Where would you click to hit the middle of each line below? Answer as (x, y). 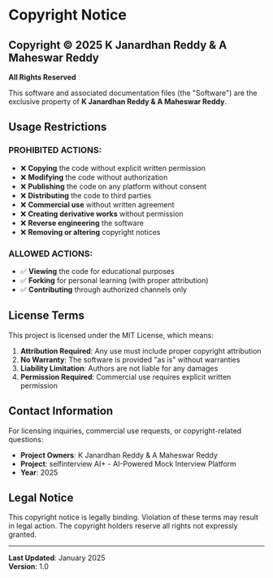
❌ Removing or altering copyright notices (90, 232)
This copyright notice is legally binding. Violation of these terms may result (133, 517)
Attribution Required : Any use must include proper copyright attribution (141, 350)
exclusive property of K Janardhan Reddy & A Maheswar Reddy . (118, 102)
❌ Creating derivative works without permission (102, 214)
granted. (23, 535)
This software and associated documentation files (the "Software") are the (133, 93)
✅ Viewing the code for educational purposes (97, 271)
